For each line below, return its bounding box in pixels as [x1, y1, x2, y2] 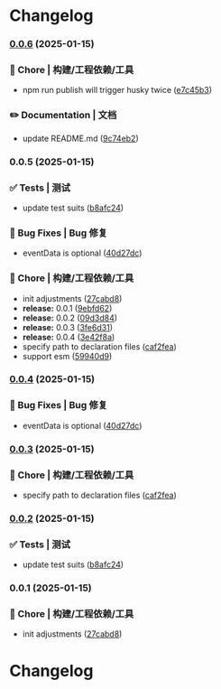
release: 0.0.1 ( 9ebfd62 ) [22, 303, 113, 313]
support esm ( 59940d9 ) [22, 350, 113, 361]
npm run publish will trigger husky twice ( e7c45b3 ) [22, 85, 213, 96]
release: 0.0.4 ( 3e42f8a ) [22, 331, 115, 342]
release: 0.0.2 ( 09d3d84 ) [22, 312, 118, 323]
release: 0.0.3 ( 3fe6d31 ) [22, 321, 113, 332]
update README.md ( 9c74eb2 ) [22, 133, 140, 144]
